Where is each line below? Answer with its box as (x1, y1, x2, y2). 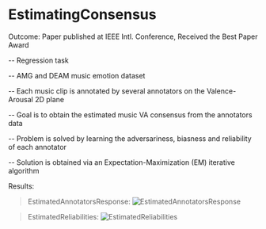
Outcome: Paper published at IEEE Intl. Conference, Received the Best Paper (8, 32, 259, 41)
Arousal (8, 94, 34, 104)
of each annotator (8, 142, 67, 151)
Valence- (206, 86, 237, 96)
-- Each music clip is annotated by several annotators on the (8, 86, 205, 96)
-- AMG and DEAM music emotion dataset (8, 71, 146, 80)
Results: (8, 181, 35, 191)
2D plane (34, 94, 65, 104)
